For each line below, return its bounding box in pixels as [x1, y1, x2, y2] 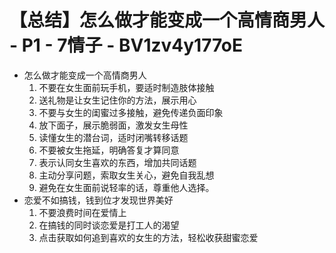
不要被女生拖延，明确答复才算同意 [38, 144, 180, 156]
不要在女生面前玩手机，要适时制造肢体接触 [38, 81, 215, 93]
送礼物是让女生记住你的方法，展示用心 [38, 94, 197, 106]
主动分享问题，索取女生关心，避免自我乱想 [38, 169, 215, 181]
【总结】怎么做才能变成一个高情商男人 [9, 9, 326, 32]
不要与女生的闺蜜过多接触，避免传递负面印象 [38, 106, 224, 118]
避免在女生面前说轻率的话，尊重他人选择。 [38, 181, 215, 193]
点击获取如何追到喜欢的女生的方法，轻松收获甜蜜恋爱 [38, 231, 259, 243]
